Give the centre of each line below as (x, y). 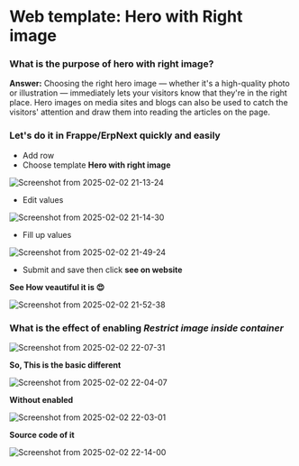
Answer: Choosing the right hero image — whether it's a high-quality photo (149, 84)
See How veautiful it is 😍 (57, 287)
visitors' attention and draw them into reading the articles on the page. (140, 112)
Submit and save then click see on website (102, 270)
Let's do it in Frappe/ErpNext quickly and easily (115, 135)
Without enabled (41, 400)
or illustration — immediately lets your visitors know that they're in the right (149, 93)
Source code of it (42, 435)
